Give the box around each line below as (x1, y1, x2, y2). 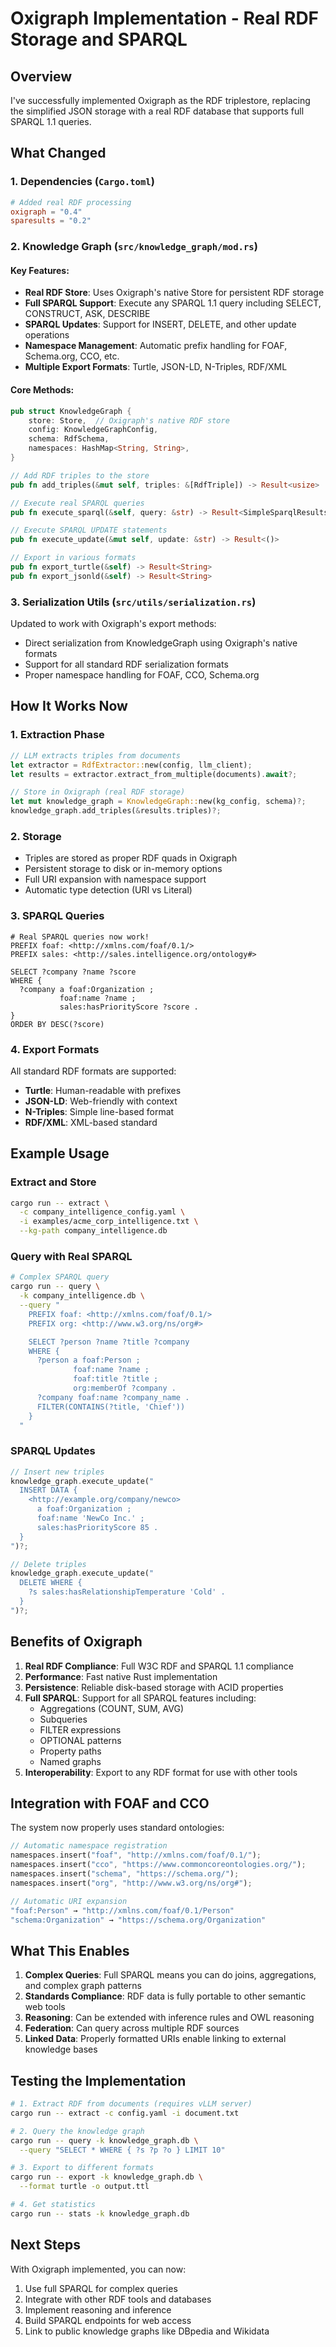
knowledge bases (24, 2043, 98, 2056)
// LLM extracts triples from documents (10, 750, 182, 761)
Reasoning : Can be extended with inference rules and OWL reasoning (24, 2012, 315, 2024)
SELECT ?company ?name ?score (10, 967, 137, 977)
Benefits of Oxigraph (10, 1633, 143, 1651)
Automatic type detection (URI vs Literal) (24, 884, 193, 896)
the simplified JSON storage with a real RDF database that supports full (10, 105, 305, 117)
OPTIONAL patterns (39, 1734, 122, 1746)
